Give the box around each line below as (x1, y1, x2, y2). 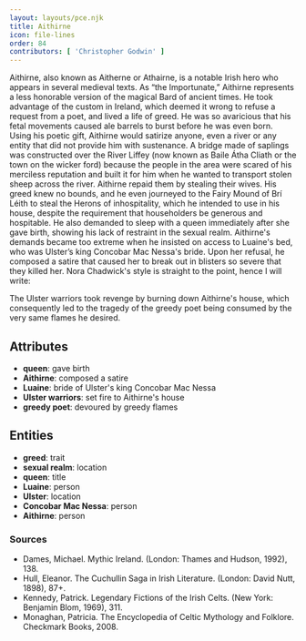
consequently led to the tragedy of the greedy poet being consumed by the (9, 302, 292, 314)
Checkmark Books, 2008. (22, 621, 118, 633)
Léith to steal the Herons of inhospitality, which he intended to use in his (9, 198, 280, 209)
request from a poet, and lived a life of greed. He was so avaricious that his (9, 111, 291, 122)
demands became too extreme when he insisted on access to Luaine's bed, (9, 237, 293, 248)
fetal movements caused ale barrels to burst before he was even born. (9, 120, 273, 132)
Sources (9, 533, 47, 545)
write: (9, 275, 31, 287)
